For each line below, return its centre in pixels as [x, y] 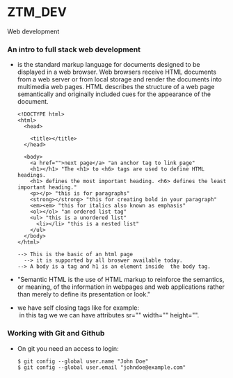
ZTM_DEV [37, 12]
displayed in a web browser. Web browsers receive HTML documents [117, 72]
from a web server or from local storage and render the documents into [120, 79]
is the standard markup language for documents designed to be [109, 65]
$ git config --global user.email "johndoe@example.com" [102, 367]
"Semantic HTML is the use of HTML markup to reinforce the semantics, [121, 280]
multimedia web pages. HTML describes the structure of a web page [116, 87]
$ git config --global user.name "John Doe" [83, 361]
